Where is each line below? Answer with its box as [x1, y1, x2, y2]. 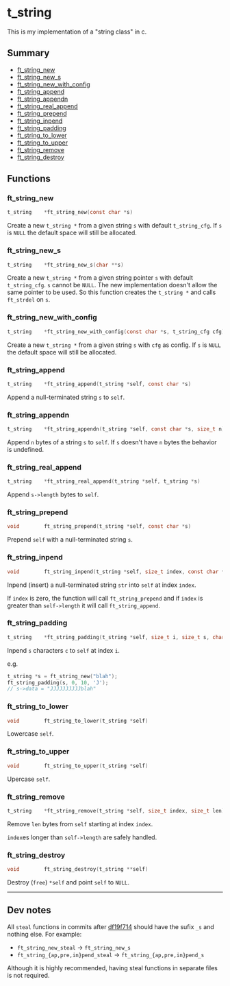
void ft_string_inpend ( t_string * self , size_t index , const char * [7, 568, 225, 575]
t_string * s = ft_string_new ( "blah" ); [7, 673, 118, 680]
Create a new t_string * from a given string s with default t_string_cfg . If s [7, 221, 222, 230]
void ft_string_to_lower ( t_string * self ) [7, 717, 149, 724]
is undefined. [7, 446, 44, 453]
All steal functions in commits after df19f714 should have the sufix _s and [7, 922, 214, 930]
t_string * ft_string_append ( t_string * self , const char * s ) [7, 381, 192, 387]
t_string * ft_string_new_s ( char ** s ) [7, 261, 125, 268]
